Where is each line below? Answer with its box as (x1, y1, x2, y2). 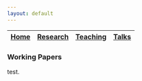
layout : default (7, 10, 54, 17)
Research (36, 32, 69, 41)
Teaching (75, 32, 107, 41)
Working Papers (7, 52, 62, 62)
